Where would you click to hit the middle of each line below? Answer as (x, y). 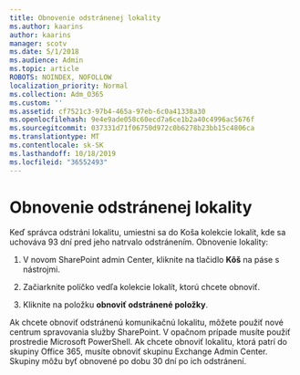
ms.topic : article (44, 69)
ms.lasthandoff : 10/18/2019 (63, 153)
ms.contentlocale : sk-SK (57, 145)
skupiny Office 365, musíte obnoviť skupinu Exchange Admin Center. (139, 351)
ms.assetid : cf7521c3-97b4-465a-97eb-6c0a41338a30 (108, 111)
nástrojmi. (41, 269)
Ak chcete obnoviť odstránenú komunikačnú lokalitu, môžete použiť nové (147, 323)
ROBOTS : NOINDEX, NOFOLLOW (61, 78)
